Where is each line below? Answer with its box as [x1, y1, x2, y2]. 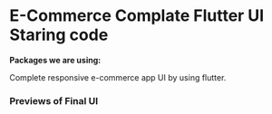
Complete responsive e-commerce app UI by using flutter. [9, 71, 227, 82]
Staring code [9, 24, 109, 45]
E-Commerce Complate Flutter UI [9, 5, 265, 26]
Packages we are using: [9, 54, 102, 65]
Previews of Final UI [9, 94, 99, 107]
